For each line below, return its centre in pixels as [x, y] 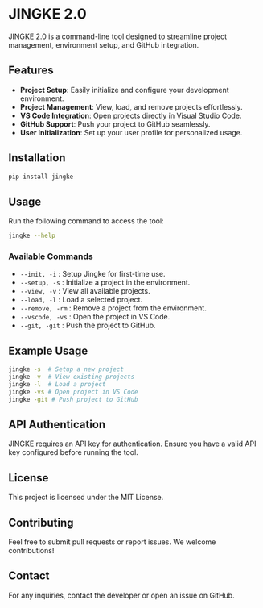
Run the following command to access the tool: [86, 221]
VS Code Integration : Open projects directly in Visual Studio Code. [131, 115]
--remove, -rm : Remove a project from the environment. [113, 308]
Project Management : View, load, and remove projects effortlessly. [131, 106]
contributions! [31, 551]
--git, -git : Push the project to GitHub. [88, 325]
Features [31, 71]
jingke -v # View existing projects [72, 377]
